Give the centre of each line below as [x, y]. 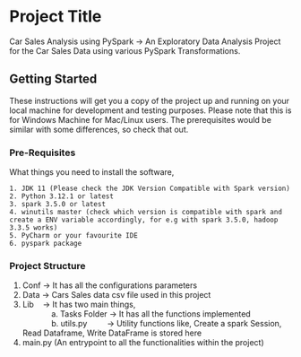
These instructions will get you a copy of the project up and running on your [149, 100]
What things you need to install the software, [92, 172]
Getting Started [53, 79]
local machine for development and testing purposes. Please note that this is [150, 110]
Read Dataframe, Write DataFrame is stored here [112, 333]
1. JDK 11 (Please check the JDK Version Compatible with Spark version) [150, 189]
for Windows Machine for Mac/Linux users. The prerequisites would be [140, 119]
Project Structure [47, 266]
